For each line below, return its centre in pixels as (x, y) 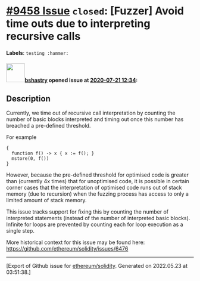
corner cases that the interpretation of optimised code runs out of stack (94, 188)
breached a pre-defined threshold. (49, 126)
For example (21, 137)
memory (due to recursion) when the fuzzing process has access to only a (98, 194)
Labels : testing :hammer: (37, 53)
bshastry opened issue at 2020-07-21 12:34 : (81, 80)
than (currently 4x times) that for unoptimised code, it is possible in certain (98, 181)
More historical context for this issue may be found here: (76, 242)
